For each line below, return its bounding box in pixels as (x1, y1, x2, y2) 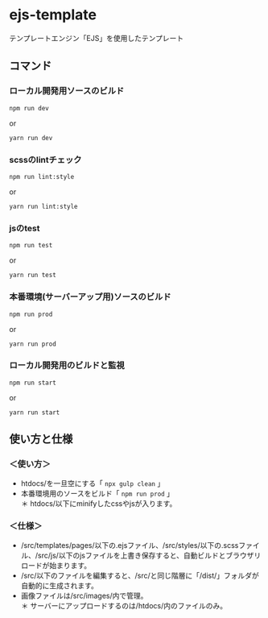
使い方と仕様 (9, 433, 73, 446)
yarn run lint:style (9, 202, 79, 210)
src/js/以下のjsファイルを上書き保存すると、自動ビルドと (37, 550, 226, 560)
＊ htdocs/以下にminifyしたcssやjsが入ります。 (20, 498, 177, 508)
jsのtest (9, 222, 40, 234)
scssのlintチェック (9, 154, 82, 165)
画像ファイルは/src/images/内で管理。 (20, 591, 148, 600)
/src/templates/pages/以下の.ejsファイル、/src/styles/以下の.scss (20, 540, 239, 550)
